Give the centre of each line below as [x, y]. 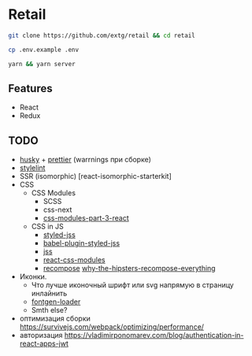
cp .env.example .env [44, 50]
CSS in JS [48, 227]
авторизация [41, 336]
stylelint [32, 168]
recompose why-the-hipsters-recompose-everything [129, 269]
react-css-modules [74, 260]
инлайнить [49, 294]
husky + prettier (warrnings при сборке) [85, 160]
